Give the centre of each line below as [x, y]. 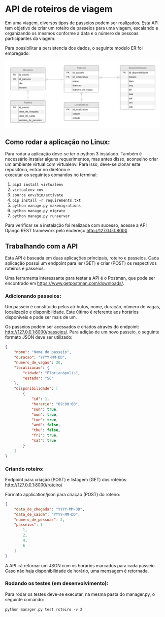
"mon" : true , [45, 415]
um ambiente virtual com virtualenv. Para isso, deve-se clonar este [73, 164]
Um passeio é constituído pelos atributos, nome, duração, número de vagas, [83, 307]
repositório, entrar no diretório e [38, 170]
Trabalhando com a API [41, 246]
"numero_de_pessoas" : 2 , [39, 520]
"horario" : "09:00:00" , [56, 404]
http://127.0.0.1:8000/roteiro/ [34, 485]
